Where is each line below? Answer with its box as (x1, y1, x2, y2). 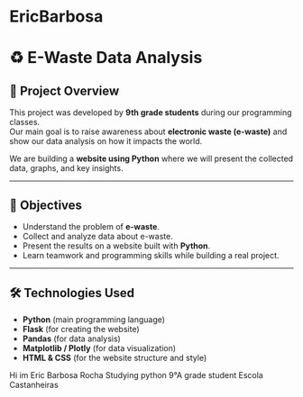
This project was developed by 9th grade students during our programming (9, 107, 292, 118)
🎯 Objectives (9, 197, 83, 212)
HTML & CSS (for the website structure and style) (22, 352, 207, 363)
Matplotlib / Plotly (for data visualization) (22, 342, 177, 353)
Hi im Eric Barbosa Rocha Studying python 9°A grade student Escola (9, 369, 263, 380)
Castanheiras (9, 379, 59, 390)
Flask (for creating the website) (22, 323, 140, 334)
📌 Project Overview (9, 83, 120, 98)
